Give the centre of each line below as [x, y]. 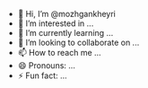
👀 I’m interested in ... [56, 23]
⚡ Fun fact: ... [42, 75]
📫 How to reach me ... [59, 53]
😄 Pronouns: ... [47, 66]
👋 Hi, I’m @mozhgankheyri [67, 14]
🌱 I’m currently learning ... [65, 33]
